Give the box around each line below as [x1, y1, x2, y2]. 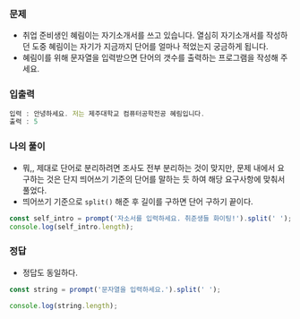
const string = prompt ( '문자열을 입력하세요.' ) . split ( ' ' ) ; [9, 285, 221, 294]
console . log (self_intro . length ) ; [9, 222, 134, 231]
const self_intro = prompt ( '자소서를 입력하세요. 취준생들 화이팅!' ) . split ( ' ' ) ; [9, 213, 293, 223]
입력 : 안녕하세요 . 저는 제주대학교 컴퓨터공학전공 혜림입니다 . [9, 109, 205, 118]
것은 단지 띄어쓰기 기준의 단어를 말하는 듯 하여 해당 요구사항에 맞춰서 [46, 173, 286, 185]
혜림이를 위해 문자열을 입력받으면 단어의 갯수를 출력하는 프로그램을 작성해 [21, 52, 279, 64]
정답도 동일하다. [21, 267, 78, 278]
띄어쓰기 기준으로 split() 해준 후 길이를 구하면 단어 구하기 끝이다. [21, 195, 253, 207]
